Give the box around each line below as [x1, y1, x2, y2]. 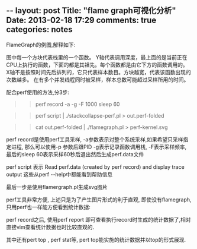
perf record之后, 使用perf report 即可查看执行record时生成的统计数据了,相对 [6, 216, 191, 223]
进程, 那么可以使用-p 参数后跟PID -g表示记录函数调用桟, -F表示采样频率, [11, 143, 187, 150]
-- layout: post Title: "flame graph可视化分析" [6, 5, 176, 16]
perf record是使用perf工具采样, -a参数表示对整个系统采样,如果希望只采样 [6, 135, 183, 143]
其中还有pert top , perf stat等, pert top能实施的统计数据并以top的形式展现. [6, 236, 186, 243]
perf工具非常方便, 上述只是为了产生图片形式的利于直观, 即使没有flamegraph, [6, 196, 192, 203]
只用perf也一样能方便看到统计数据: [6, 203, 91, 210]
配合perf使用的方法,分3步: [6, 89, 70, 96]
